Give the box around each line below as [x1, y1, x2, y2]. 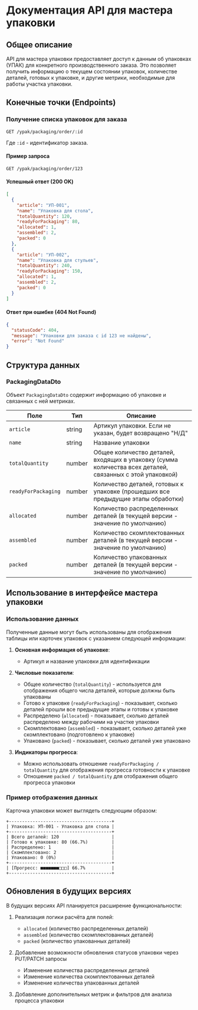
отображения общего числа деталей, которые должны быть [23, 687, 176, 694]
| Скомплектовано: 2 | [6, 849, 115, 855]
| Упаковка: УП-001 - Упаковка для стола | [6, 823, 115, 830]
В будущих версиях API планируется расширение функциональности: [6, 902, 183, 909]
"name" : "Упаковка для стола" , [16, 208, 94, 213]
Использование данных [6, 615, 79, 623]
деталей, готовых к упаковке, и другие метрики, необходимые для [6, 75, 175, 81]
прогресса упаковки [23, 779, 75, 786]
